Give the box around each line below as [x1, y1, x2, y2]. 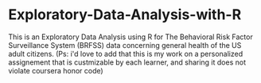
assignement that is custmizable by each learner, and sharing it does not [8, 57, 247, 67]
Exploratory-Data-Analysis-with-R [8, 6, 242, 24]
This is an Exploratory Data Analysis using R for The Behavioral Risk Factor [8, 32, 253, 41]
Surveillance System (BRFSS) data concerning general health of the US [8, 40, 242, 49]
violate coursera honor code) [8, 65, 103, 75]
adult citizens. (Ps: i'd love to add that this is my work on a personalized [8, 49, 243, 58]
